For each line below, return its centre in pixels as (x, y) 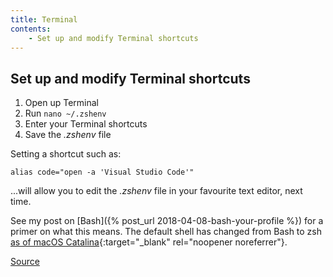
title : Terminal (44, 19)
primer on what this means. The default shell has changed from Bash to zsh (166, 232)
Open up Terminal (62, 103)
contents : (31, 29)
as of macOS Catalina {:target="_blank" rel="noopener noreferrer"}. (149, 242)
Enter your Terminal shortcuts (86, 124)
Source (25, 262)
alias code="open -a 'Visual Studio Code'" (102, 172)
